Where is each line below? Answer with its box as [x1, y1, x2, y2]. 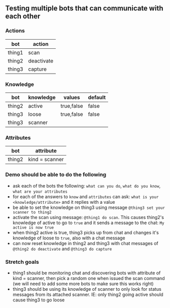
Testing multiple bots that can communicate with [5, 4, 163, 13]
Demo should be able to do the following [5, 171, 107, 178]
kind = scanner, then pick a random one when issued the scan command [12, 275, 165, 281]
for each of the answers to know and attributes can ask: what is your [12, 193, 159, 200]
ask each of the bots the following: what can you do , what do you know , [12, 182, 161, 189]
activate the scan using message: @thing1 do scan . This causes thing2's [12, 214, 164, 220]
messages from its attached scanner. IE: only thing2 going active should [12, 291, 163, 297]
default [88, 94, 106, 101]
